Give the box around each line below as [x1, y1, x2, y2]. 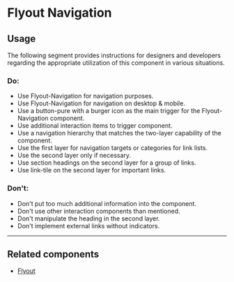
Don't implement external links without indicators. [17, 221, 160, 230]
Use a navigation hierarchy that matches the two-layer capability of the [17, 129, 221, 138]
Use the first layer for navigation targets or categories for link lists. [17, 144, 208, 152]
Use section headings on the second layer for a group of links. [17, 158, 196, 167]
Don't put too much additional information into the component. [17, 199, 197, 207]
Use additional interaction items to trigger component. [17, 121, 173, 130]
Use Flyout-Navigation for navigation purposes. [17, 92, 154, 101]
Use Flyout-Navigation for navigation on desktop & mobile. [17, 99, 186, 107]
